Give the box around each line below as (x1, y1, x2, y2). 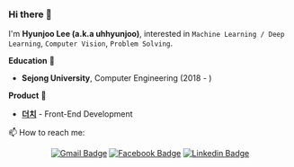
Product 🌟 (8, 90, 47, 101)
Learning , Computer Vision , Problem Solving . (8, 38, 174, 48)
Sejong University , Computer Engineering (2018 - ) (21, 73, 212, 83)
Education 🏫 (8, 56, 55, 66)
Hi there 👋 (8, 8, 53, 21)
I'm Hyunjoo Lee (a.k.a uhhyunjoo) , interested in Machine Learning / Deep (8, 29, 285, 40)
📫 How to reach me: (8, 127, 85, 138)
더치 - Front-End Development (21, 109, 133, 119)
